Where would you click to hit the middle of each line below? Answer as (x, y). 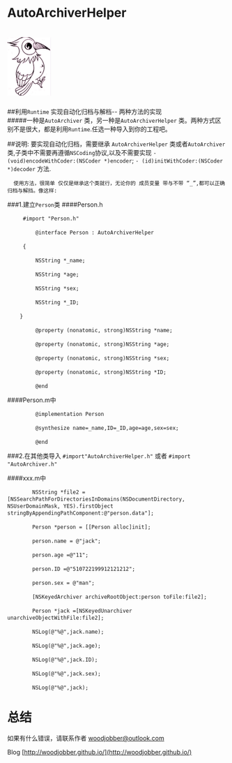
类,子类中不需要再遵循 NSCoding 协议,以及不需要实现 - (82, 153)
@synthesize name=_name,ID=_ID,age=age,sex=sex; (107, 428)
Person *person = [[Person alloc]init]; (92, 527)
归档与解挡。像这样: (32, 191)
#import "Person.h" (51, 219)
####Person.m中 (32, 400)
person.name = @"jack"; (67, 541)
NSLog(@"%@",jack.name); (68, 632)
